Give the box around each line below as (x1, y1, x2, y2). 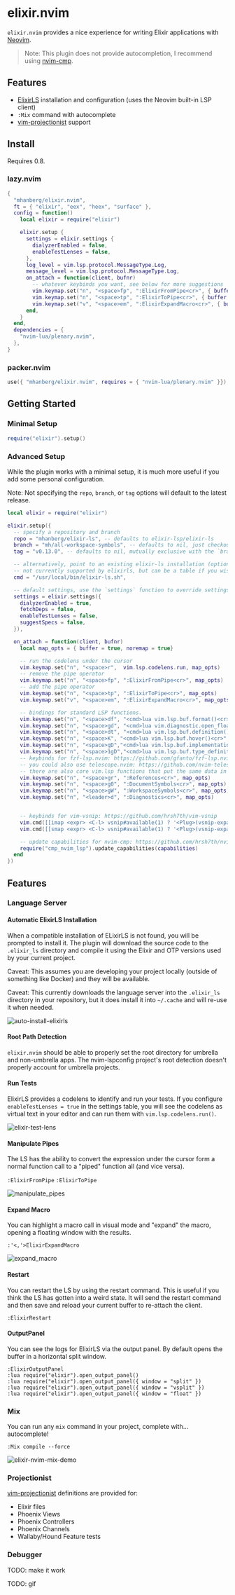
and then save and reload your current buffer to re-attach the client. (7, 1301, 203, 1309)
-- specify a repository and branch (13, 528, 120, 535)
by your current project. (7, 953, 76, 961)
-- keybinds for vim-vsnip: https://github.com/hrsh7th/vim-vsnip (20, 813, 218, 820)
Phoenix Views (17, 1510, 61, 1519)
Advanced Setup (7, 451, 66, 461)
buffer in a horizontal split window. (7, 1352, 107, 1360)
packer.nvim (7, 362, 51, 372)
